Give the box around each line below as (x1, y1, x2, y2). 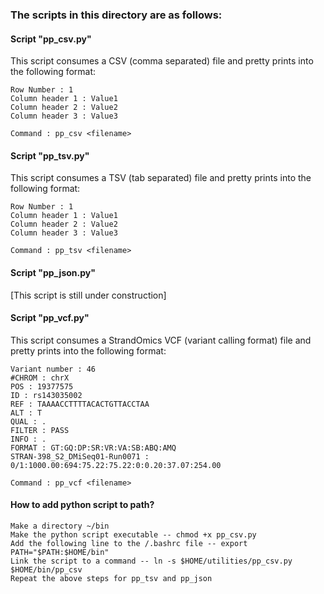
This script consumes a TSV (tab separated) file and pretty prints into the (10, 172, 312, 184)
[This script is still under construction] (10, 289, 167, 301)
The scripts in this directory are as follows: (10, 8, 223, 22)
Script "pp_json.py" (10, 266, 96, 278)
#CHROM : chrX (10, 373, 70, 383)
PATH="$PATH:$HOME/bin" (10, 547, 110, 557)
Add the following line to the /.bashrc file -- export (10, 538, 248, 548)
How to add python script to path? (10, 499, 155, 511)
